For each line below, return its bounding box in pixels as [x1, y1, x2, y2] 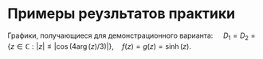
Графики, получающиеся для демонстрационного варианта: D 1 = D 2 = [7, 31, 256, 42]
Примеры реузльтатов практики [7, 5, 236, 23]
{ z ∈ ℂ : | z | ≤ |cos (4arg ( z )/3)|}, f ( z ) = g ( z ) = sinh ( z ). [7, 41, 192, 51]
